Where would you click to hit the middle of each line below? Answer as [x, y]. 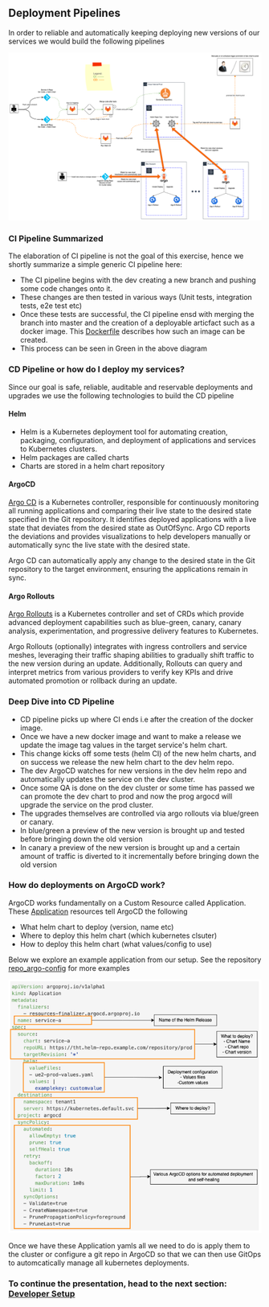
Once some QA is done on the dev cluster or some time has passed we [137, 787]
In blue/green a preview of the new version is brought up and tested [132, 830]
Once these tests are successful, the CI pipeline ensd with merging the [137, 314]
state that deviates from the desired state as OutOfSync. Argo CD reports [129, 528]
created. [34, 340]
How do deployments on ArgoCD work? [87, 886]
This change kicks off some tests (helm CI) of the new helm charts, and [138, 753]
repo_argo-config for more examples [69, 968]
